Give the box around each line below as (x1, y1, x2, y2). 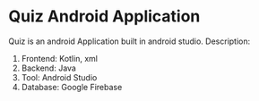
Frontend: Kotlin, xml (21, 53, 98, 63)
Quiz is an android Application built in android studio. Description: (8, 36, 251, 46)
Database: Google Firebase (21, 81, 123, 92)
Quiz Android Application (8, 6, 201, 27)
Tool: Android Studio (21, 72, 98, 82)
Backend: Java (21, 63, 77, 73)
